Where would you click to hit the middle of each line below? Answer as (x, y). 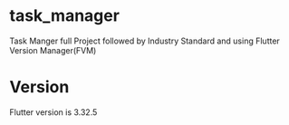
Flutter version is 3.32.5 (53, 112)
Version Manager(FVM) (53, 50)
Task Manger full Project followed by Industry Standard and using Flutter (145, 41)
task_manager (65, 16)
